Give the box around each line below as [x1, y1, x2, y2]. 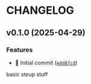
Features [6, 46, 33, 54]
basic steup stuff [6, 70, 48, 78]
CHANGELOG [6, 4, 74, 17]
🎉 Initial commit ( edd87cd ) [14, 59, 78, 66]
